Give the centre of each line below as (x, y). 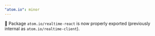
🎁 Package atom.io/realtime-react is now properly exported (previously (77, 23)
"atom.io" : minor (22, 9)
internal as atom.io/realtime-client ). (42, 28)
